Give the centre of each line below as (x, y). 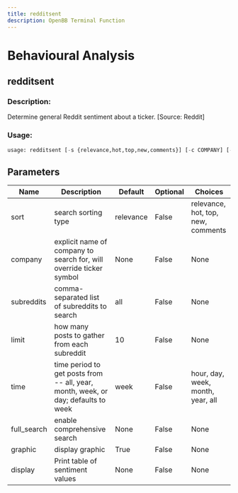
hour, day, (208, 373)
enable (66, 420)
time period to (77, 365)
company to (74, 250)
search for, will (79, 260)
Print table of (76, 461)
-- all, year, (74, 383)
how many (72, 327)
